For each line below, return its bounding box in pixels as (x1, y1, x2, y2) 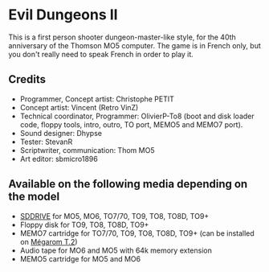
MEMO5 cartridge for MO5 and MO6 (19, 253, 141, 263)
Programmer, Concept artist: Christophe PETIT (19, 94, 175, 104)
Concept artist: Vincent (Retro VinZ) (19, 102, 139, 112)
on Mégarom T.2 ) (19, 237, 78, 246)
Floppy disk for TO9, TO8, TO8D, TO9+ (19, 220, 149, 229)
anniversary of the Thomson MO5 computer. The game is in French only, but (8, 40, 261, 50)
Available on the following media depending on (8, 177, 248, 191)
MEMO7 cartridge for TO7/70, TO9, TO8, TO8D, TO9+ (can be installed (19, 228, 255, 238)
